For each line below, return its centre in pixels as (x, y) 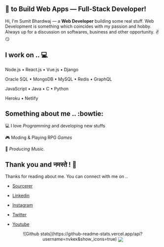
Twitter (19, 215)
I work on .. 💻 (27, 55)
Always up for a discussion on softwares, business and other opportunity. (80, 32)
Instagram (22, 205)
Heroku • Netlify (22, 98)
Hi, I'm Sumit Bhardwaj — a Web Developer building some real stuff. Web (80, 21)
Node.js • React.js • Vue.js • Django (42, 69)
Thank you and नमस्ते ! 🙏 (41, 164)
